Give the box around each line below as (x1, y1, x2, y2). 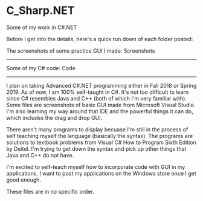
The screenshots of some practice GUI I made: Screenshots (6, 47, 155, 54)
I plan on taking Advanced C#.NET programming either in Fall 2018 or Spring (6, 82, 197, 89)
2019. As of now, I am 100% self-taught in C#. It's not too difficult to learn (6, 88, 189, 96)
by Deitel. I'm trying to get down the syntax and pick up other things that (6, 145, 187, 152)
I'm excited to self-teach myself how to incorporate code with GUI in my (6, 163, 185, 170)
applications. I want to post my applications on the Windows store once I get (6, 170, 196, 177)
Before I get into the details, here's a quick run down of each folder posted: (6, 35, 193, 42)
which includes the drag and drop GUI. (6, 114, 103, 121)
